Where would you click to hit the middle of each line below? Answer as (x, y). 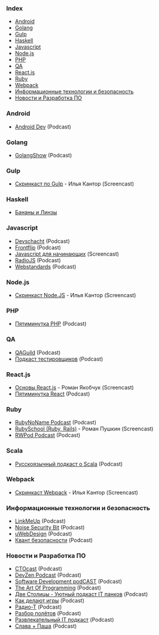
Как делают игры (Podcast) (50, 601)
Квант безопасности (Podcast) (54, 540)
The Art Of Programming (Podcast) (58, 588)
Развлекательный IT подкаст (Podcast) (65, 620)
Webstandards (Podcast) (45, 266)
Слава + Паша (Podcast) (46, 626)
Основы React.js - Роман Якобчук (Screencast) (74, 387)
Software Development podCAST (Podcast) (68, 582)
